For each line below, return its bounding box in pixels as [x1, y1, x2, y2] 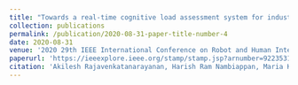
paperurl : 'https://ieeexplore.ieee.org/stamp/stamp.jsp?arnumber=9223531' [9, 54, 295, 63]
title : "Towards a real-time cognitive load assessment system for [9, 12, 264, 22]
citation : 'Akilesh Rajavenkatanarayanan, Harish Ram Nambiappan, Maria [9, 63, 284, 72]
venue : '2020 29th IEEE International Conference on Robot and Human [9, 46, 272, 55]
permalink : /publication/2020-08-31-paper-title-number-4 [9, 29, 228, 38]
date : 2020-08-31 [9, 37, 74, 47]
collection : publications [9, 21, 105, 30]
